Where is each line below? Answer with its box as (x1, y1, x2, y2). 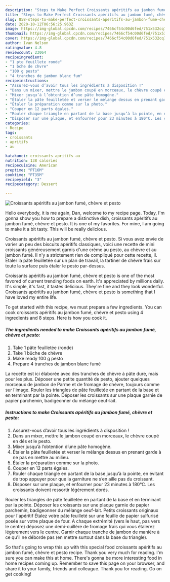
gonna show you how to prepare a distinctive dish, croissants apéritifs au (5, 215, 158, 221)
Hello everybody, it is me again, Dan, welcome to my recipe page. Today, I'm (5, 210, 165, 216)
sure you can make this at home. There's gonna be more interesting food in (5, 555, 162, 561)
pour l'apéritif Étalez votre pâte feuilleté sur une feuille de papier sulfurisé (5, 513, 158, 519)
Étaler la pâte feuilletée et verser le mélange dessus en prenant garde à (12, 449, 161, 455)
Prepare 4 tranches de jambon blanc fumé (12, 361, 101, 367)
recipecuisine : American (5, 163, 58, 168)
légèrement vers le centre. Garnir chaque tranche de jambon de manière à (5, 529, 160, 535)
